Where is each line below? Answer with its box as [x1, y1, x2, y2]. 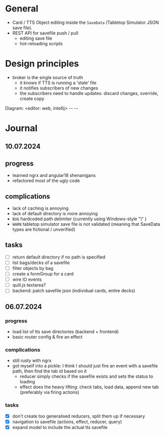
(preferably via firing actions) [19, 389, 79, 395]
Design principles [5, 58, 79, 70]
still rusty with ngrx [12, 357, 52, 363]
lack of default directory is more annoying [12, 211, 98, 217]
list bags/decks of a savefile [12, 260, 70, 265]
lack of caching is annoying [12, 205, 68, 211]
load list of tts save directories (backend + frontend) [12, 329, 119, 335]
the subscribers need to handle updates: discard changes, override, [19, 90, 159, 96]
